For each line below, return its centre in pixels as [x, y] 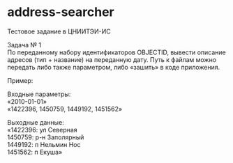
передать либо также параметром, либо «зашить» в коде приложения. [114, 67]
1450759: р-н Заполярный [46, 137]
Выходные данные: [36, 122]
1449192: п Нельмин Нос [44, 144]
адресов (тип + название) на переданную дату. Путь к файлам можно [112, 59]
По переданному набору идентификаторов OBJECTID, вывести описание [116, 52]
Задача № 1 [24, 45]
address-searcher [61, 12]
